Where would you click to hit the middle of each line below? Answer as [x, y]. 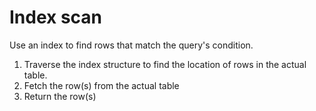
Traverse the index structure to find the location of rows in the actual [165, 64]
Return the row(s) [60, 96]
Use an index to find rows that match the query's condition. [131, 45]
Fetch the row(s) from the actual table [101, 85]
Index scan [56, 17]
